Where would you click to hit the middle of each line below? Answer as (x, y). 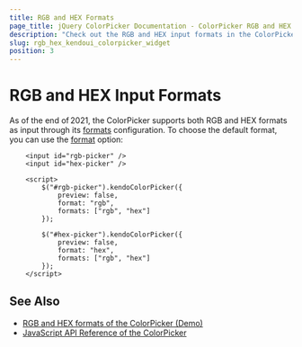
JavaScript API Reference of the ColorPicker (104, 333)
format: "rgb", (86, 203)
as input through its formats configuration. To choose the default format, (143, 130)
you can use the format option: (67, 139)
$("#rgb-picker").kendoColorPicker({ (112, 188)
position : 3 (31, 51)
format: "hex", (86, 251)
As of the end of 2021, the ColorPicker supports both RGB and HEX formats (148, 120)
